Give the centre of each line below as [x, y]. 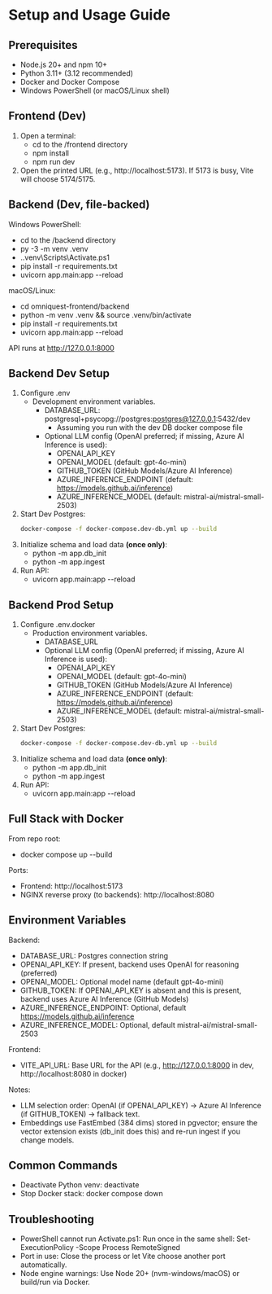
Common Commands [63, 1166]
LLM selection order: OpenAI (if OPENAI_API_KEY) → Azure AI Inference [141, 1105]
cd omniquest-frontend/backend [75, 306]
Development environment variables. [94, 401]
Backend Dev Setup [59, 373]
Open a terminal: [48, 135]
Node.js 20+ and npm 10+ [64, 64]
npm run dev [54, 161]
